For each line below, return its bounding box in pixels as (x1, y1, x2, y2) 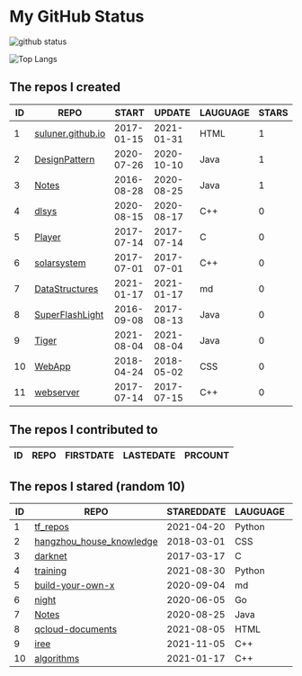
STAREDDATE (166, 506, 226, 518)
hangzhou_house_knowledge (34, 536, 159, 548)
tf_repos (34, 520, 70, 533)
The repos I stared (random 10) (9, 479, 186, 494)
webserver (34, 385, 80, 398)
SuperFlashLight (34, 308, 104, 320)
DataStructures (34, 282, 99, 294)
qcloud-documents (34, 623, 118, 635)
